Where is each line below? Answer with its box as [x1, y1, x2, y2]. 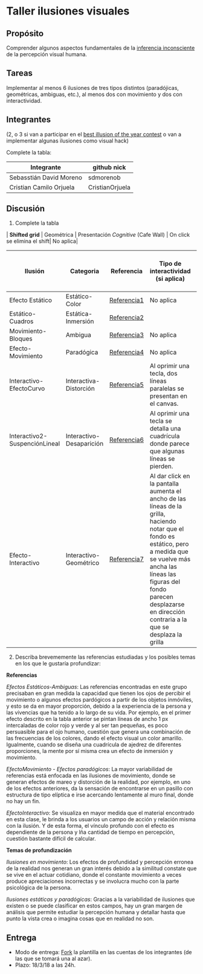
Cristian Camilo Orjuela [9, 183, 75, 191]
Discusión [6, 203, 45, 214]
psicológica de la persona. [6, 884, 72, 891]
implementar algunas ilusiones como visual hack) [6, 137, 129, 144]
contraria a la [149, 615, 187, 624]
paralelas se [149, 385, 184, 393]
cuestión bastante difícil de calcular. [6, 835, 96, 842]
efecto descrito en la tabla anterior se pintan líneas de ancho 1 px [6, 716, 169, 723]
